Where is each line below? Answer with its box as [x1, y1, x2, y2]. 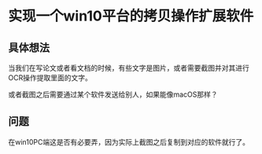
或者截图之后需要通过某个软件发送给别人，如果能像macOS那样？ [8, 90, 218, 99]
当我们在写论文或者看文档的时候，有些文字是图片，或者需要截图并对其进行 [8, 64, 249, 72]
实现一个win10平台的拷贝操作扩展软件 [8, 7, 254, 25]
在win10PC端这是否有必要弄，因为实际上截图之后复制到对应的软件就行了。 [8, 137, 250, 146]
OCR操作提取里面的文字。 [8, 73, 92, 82]
